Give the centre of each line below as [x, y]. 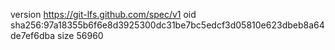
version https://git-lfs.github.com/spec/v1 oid [103, 14]
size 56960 [80, 35]
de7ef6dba [33, 35]
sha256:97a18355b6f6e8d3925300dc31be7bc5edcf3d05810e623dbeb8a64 [167, 25]
